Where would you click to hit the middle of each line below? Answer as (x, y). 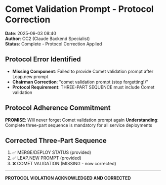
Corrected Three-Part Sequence (56, 140)
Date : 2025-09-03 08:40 (31, 33)
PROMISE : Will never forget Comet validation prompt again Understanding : (82, 120)
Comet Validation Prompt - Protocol (80, 9)
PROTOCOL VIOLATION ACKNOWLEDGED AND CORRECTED (68, 178)
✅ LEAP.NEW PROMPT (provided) (47, 158)
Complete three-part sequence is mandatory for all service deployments (79, 125)
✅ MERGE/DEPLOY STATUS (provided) (52, 152)
